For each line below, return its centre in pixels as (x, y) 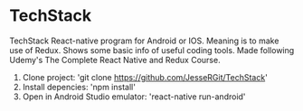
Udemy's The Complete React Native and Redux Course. (115, 60)
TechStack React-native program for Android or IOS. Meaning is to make (144, 41)
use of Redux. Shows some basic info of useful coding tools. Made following (152, 50)
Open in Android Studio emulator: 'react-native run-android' (134, 97)
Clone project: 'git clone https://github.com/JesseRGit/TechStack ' (145, 77)
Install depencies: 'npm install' (79, 87)
